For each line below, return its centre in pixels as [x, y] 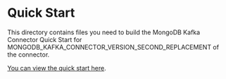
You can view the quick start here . [57, 68]
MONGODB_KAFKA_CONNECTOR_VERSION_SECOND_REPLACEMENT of [113, 47]
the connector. [29, 55]
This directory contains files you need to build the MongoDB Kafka [104, 32]
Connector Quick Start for [45, 39]
